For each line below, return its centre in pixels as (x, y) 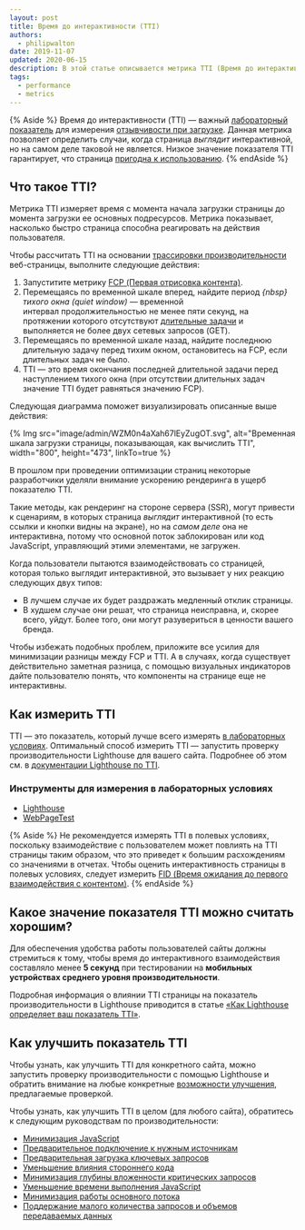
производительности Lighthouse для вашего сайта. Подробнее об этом (148, 756)
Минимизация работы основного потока (101, 1196)
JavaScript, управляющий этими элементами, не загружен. (125, 546)
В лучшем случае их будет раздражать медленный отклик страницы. (157, 600)
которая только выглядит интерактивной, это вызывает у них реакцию (147, 573)
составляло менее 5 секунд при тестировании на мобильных (131, 967)
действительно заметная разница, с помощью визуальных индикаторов (150, 666)
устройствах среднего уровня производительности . (115, 977)
